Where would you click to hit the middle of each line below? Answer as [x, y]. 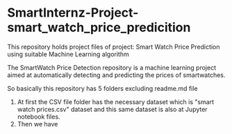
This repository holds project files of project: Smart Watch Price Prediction [114, 47]
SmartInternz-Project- [73, 13]
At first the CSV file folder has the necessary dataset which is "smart [115, 101]
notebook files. [39, 117]
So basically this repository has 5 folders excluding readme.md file [102, 88]
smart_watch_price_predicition [99, 27]
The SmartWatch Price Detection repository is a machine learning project [112, 67]
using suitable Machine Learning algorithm [68, 54]
